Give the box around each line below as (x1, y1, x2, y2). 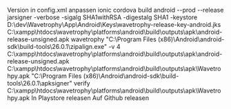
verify (73, 79, 91, 87)
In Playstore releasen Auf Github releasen (30, 94, 150, 102)
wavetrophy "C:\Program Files (70, 35, 157, 43)
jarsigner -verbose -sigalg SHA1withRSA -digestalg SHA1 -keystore (7, 13, 198, 21)
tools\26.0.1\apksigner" (7, 79, 72, 87)
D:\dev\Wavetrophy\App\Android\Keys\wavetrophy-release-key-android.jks (7, 21, 221, 28)
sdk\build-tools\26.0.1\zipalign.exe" (7, 43, 108, 50)
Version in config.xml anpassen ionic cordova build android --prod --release (7, 6, 224, 14)
